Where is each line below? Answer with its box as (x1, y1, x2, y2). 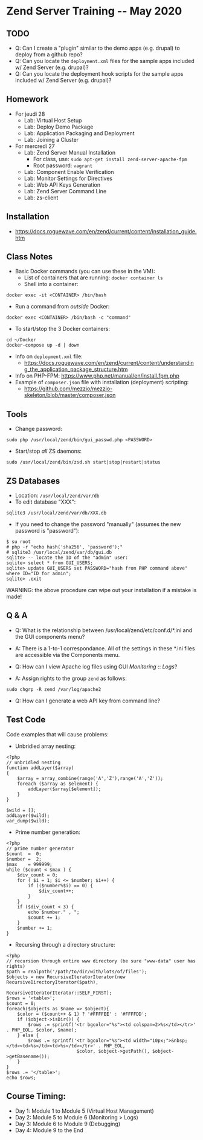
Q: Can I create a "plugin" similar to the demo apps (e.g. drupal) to (14, 44, 180, 52)
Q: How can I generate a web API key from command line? (14, 697, 160, 704)
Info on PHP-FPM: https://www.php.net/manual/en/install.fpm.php (14, 372, 180, 379)
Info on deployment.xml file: (14, 353, 83, 360)
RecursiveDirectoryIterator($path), (6, 979, 98, 985)
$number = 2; (6, 856, 42, 862)
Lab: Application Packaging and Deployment (24, 129, 135, 137)
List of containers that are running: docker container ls (24, 274, 163, 281)
